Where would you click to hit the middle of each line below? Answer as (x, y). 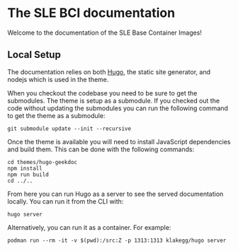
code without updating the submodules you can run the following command (118, 108)
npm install (25, 168)
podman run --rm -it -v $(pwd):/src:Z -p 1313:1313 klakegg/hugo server (117, 240)
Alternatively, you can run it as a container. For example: (89, 227)
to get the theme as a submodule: (56, 115)
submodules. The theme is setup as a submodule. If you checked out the (114, 100)
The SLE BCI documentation (91, 13)
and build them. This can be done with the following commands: (101, 149)
